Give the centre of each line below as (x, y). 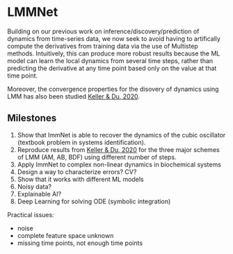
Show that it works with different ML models (80, 179)
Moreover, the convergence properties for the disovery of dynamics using (113, 89)
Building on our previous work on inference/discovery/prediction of (103, 31)
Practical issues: (31, 214)
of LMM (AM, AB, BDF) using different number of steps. (97, 157)
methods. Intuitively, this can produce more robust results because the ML (114, 53)
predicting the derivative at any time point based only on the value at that (112, 68)
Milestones (32, 118)
